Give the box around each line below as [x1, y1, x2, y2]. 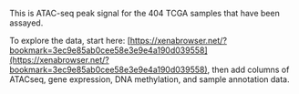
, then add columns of [207, 64, 290, 75]
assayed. [9, 17, 44, 28]
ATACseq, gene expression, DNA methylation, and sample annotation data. [9, 74, 290, 85]
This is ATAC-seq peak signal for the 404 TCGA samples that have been [9, 8, 280, 18]
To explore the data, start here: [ [9, 36, 130, 46]
